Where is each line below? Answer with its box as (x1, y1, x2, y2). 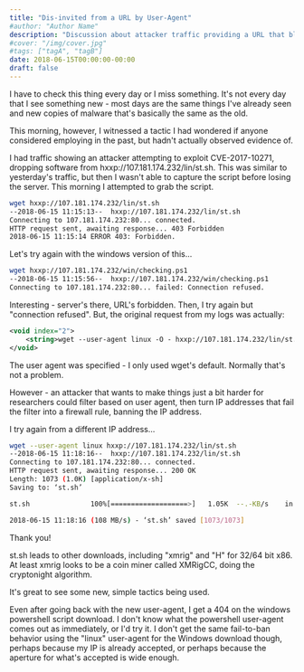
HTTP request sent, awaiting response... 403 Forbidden (9, 223, 224, 233)
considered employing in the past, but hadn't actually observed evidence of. (9, 135, 294, 146)
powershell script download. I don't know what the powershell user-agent (9, 613, 284, 624)
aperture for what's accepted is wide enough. (9, 652, 180, 663)
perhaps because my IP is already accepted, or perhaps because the (9, 642, 267, 653)
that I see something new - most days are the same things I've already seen (9, 98, 292, 109)
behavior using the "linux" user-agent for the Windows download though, (9, 632, 283, 643)
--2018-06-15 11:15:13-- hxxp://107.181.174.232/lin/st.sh (9, 207, 242, 216)
